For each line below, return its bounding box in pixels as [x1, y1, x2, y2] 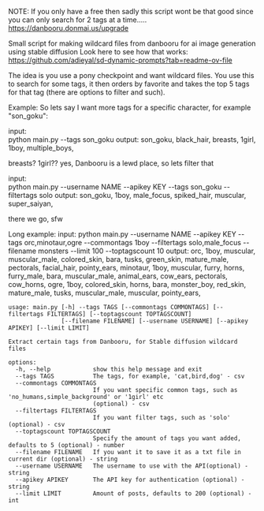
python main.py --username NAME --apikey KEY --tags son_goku [8, 182, 222, 192]
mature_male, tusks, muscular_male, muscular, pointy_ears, [8, 288, 201, 297]
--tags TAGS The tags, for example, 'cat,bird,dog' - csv [15, 372, 245, 380]
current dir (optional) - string [8, 455, 118, 463]
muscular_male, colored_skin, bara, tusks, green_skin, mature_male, [8, 255, 229, 263]
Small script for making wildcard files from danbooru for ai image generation [8, 39, 256, 48]
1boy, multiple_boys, [8, 144, 74, 152]
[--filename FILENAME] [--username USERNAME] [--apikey [61, 317, 248, 325]
